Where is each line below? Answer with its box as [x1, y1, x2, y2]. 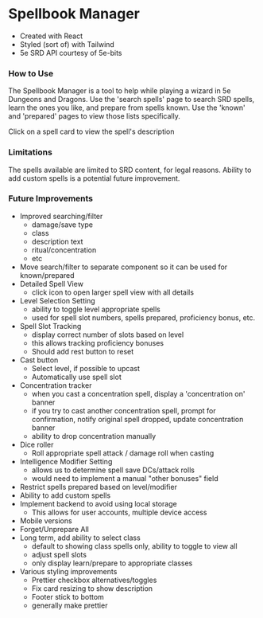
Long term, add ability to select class [19, 533, 141, 542]
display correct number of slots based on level [31, 330, 184, 339]
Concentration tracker [19, 380, 92, 390]
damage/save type [31, 220, 94, 229]
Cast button [19, 355, 59, 365]
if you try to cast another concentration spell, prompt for [31, 405, 216, 415]
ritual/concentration [31, 244, 97, 255]
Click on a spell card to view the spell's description [8, 127, 175, 136]
